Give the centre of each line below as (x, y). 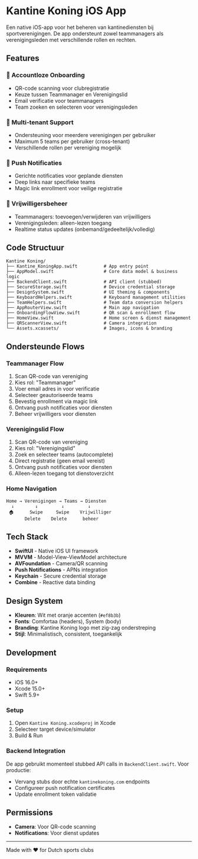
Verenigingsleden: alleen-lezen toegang (63, 223)
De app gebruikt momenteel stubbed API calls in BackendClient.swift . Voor (98, 764)
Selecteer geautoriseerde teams (54, 395)
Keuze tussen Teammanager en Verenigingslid (71, 94)
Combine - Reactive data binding (55, 583)
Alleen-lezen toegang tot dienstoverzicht (64, 473)
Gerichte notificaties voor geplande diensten (69, 176)
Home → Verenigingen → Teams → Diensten (57, 501)
